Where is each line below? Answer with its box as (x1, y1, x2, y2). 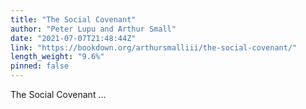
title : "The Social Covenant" (10, 14, 137, 25)
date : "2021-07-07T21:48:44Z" (10, 33, 137, 43)
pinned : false (10, 61, 70, 71)
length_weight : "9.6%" (10, 52, 105, 62)
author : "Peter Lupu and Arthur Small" (10, 24, 177, 34)
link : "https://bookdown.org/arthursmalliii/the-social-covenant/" (10, 42, 298, 53)
